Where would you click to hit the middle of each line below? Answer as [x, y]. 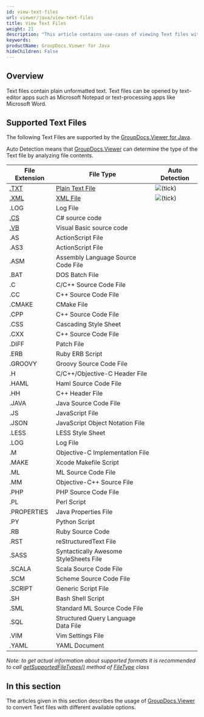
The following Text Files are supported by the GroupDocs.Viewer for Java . [99, 137]
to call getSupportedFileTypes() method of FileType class [78, 667]
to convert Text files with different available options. [71, 707]
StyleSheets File [79, 559]
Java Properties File [84, 512]
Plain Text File [76, 188]
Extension [30, 178]
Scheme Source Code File [93, 579]
